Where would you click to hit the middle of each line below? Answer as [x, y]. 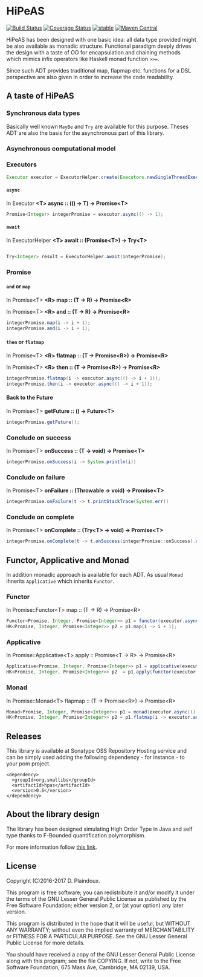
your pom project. [28, 764]
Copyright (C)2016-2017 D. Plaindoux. [53, 880]
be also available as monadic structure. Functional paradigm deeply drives [99, 46]
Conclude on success [39, 438]
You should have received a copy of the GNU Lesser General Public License [101, 954]
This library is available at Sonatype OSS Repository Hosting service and [97, 751]
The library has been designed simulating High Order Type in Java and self [99, 829]
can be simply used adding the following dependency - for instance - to [96, 758]
